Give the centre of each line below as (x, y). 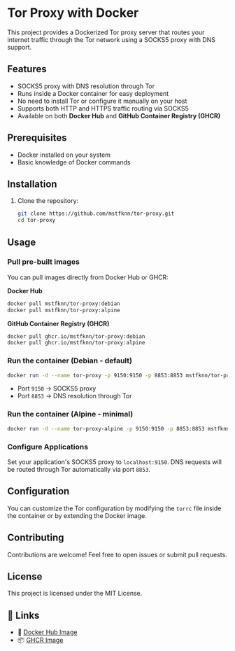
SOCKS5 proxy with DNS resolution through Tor (86, 86)
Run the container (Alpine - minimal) (70, 414)
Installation (32, 184)
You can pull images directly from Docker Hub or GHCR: (88, 277)
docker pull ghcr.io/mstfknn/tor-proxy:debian (76, 336)
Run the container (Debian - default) (70, 360)
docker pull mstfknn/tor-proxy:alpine (64, 310)
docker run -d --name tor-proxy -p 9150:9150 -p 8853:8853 (95, 375)
